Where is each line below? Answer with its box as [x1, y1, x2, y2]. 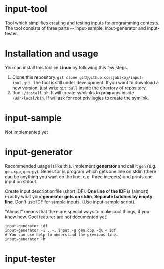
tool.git [12, 80, 31, 85]
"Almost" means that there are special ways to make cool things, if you [5, 208, 150, 214]
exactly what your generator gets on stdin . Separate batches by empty [5, 193, 153, 199]
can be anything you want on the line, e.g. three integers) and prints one [5, 173, 153, 179]
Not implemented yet [5, 129, 48, 135]
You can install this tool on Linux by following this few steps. [5, 64, 128, 70]
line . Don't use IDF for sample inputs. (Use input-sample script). [5, 199, 136, 205]
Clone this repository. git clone [12, 74, 78, 80]
